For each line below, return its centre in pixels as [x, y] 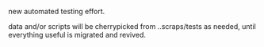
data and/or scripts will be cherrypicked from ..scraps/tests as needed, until [132, 26]
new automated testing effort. [57, 11]
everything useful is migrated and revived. [77, 35]
